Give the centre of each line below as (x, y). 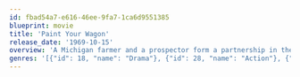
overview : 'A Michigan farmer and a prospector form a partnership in (143, 50)
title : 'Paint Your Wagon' (59, 34)
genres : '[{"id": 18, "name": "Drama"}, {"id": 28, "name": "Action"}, (145, 58)
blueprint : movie (42, 26)
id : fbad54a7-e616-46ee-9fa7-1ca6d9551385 (89, 17)
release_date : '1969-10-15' (62, 42)
